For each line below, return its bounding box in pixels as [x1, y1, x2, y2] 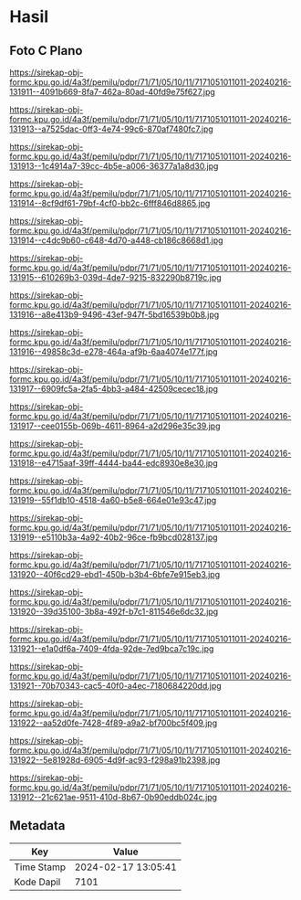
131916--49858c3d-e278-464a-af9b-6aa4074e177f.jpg [9, 346, 218, 357]
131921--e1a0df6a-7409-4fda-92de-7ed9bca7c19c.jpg [9, 643, 214, 654]
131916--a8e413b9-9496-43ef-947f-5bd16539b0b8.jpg [9, 309, 220, 320]
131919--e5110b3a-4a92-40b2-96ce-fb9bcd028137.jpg [9, 532, 218, 543]
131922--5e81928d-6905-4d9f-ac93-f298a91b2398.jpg [9, 755, 221, 765]
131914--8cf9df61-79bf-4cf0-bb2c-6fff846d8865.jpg [9, 198, 211, 208]
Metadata [9, 818, 66, 833]
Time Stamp [14, 861, 67, 874]
